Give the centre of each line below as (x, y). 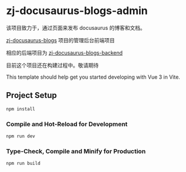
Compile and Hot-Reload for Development (67, 124)
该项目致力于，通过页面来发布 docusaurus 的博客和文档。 (76, 28)
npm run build (23, 163)
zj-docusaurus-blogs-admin (77, 11)
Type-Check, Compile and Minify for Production (76, 151)
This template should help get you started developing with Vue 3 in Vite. (93, 77)
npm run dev (21, 136)
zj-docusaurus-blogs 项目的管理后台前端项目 (60, 40)
